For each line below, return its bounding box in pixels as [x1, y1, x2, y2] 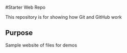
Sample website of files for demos [5, 42, 78, 48]
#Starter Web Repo [5, 5, 46, 10]
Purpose [5, 29, 33, 37]
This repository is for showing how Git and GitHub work [5, 14, 122, 20]
